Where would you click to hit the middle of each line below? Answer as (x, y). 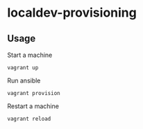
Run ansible (24, 80)
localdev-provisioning (72, 13)
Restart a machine (33, 106)
